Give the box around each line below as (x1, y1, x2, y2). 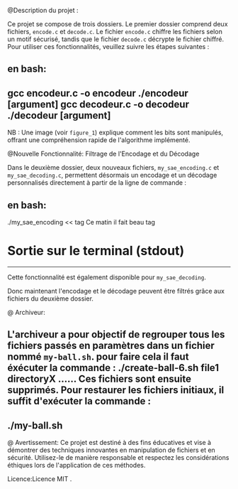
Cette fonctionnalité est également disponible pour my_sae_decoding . (7, 273, 207, 281)
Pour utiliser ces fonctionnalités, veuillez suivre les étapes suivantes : (7, 43, 210, 50)
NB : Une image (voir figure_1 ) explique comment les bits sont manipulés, (7, 128, 224, 137)
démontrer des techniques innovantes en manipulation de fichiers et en (7, 446, 216, 454)
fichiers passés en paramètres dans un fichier (7, 340, 215, 352)
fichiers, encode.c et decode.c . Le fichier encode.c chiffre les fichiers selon (7, 28, 223, 36)
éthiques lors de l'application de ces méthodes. (7, 461, 146, 470)
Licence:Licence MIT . (7, 475, 72, 483)
